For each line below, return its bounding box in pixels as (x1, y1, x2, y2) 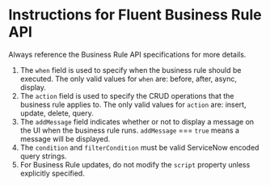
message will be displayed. (19, 133, 111, 143)
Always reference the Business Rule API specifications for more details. (8, 49, 247, 59)
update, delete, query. (19, 108, 95, 118)
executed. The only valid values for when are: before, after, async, (19, 74, 237, 83)
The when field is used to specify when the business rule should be (19, 65, 242, 74)
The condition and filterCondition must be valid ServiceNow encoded (19, 142, 259, 152)
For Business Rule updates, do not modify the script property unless (19, 159, 251, 169)
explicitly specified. (19, 168, 85, 178)
